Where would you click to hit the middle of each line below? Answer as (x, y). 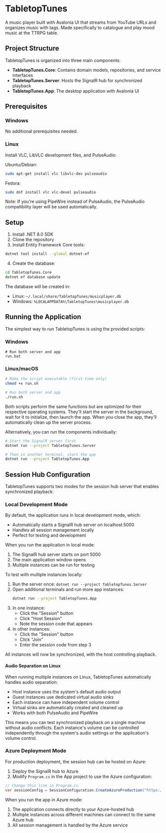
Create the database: (34, 263)
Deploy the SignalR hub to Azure (45, 771)
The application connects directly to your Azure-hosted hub (73, 809)
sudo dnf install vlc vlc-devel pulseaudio (51, 192)
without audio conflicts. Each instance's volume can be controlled (72, 728)
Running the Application (43, 317)
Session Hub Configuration (48, 474)
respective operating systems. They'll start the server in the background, (79, 412)
